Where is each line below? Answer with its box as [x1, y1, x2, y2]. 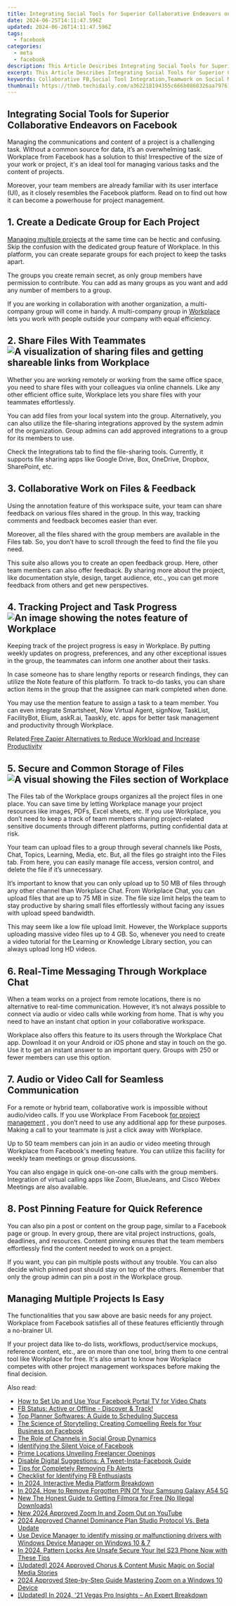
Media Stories [17, 1569, 58, 1577]
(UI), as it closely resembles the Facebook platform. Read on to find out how [7, 189, 228, 197]
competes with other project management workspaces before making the [7, 1362, 221, 1371]
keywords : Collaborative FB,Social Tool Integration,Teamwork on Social [7, 75, 225, 83]
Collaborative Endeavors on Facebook [7, 119, 178, 131]
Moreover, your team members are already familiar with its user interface [7, 181, 218, 190]
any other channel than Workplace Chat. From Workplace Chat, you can [7, 886, 216, 895]
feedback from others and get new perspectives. [7, 581, 149, 589]
